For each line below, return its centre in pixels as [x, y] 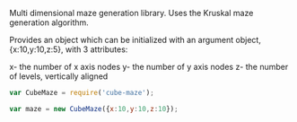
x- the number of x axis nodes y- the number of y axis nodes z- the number [149, 67]
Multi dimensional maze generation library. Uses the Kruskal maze [131, 13]
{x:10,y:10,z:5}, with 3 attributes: [69, 49]
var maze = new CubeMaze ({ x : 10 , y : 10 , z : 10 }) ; [94, 109]
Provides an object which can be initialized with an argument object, [135, 40]
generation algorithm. [49, 22]
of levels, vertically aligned [59, 76]
